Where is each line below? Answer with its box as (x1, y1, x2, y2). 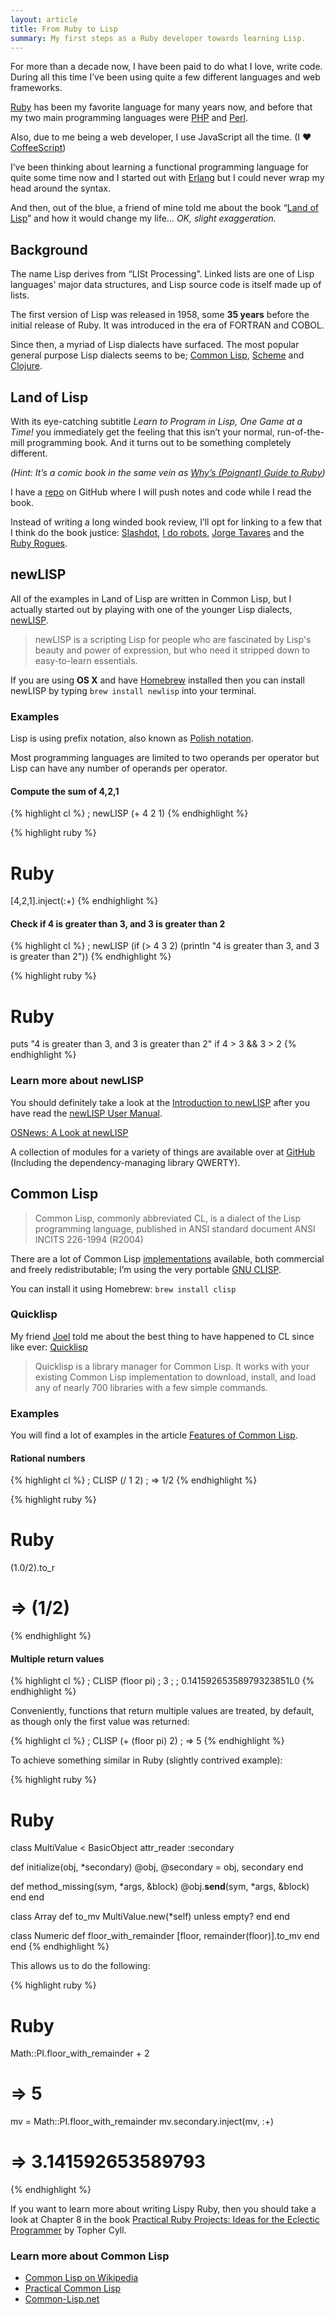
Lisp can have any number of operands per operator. (10, 762, 228, 775)
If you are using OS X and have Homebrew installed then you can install (10, 674, 305, 686)
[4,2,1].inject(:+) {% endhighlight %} (10, 895, 159, 907)
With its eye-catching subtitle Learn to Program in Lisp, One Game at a (10, 416, 303, 427)
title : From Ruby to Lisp (10, 24, 118, 34)
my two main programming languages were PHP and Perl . (10, 112, 249, 124)
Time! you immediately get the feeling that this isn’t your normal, (10, 426, 275, 438)
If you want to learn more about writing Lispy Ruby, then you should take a (10, 2203, 317, 2215)
